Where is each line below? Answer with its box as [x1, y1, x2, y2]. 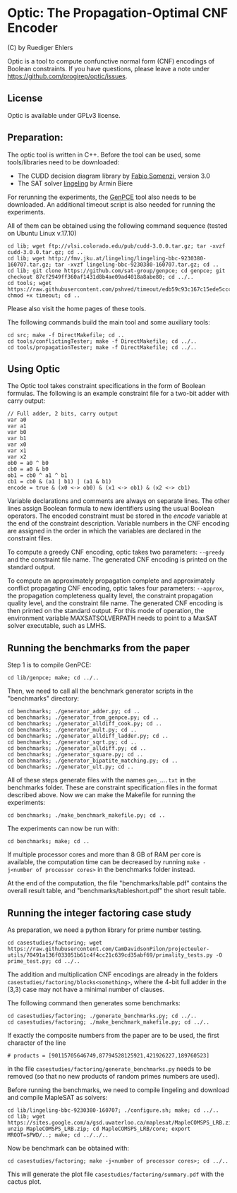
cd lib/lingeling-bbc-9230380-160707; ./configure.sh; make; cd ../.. [7, 1107, 219, 1114]
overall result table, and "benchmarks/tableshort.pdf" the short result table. [7, 887, 226, 895]
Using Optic [7, 363, 61, 375]
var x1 [7, 447, 27, 454]
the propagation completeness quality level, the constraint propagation [7, 591, 214, 600]
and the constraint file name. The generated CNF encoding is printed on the [7, 555, 228, 564]
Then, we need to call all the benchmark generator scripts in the [7, 686, 194, 696]
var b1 [7, 435, 27, 442]
